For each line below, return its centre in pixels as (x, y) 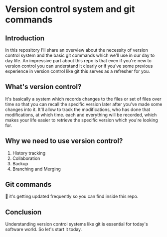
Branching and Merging (37, 169)
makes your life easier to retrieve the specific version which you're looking (82, 120)
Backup (20, 163)
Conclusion (23, 212)
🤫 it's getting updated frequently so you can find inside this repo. (72, 196)
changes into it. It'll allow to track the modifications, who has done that (78, 109)
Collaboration (26, 158)
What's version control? (43, 87)
